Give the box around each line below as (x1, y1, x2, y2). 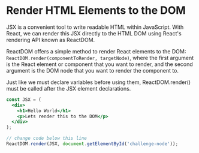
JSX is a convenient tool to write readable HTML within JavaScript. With (6, 23, 184, 31)
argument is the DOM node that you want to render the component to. (6, 67, 179, 74)
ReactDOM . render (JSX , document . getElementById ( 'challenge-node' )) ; (6, 141, 179, 147)
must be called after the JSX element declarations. (6, 85, 131, 92)
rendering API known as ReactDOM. (6, 36, 95, 43)
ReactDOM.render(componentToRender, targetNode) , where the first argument (6, 54, 194, 61)
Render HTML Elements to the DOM (6, 4, 186, 17)
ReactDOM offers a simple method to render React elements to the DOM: (6, 47, 186, 55)
